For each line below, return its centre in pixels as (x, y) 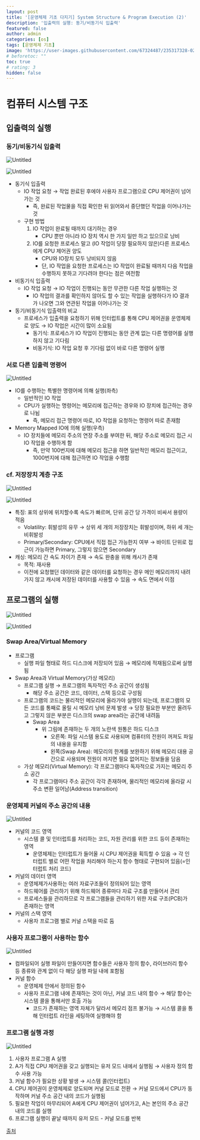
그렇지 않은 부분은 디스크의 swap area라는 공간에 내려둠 (95, 715)
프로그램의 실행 (32, 600)
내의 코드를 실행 (33, 1111)
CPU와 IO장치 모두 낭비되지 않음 (79, 259)
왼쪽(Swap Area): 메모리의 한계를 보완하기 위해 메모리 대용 (119, 751)
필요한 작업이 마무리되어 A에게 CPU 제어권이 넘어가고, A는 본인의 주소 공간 (101, 1103)
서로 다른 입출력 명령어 (37, 365)
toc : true (18, 62)
